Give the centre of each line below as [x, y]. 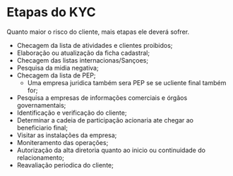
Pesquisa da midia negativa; [58, 68]
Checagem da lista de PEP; [56, 75]
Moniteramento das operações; [62, 142]
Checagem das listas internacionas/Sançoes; [83, 60]
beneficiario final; [42, 127]
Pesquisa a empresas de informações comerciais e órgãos [102, 98]
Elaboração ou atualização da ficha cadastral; [83, 53]
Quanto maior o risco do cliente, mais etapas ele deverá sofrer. [98, 32]
